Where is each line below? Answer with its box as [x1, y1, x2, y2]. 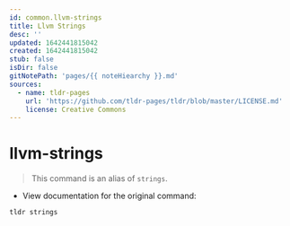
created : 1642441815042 [9, 47, 99, 56]
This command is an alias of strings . [31, 173, 168, 184]
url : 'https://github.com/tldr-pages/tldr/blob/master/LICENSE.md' [25, 96, 283, 106]
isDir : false [9, 64, 58, 73]
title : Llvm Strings [9, 22, 87, 30]
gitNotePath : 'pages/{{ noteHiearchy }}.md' [9, 72, 179, 81]
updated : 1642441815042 [9, 38, 99, 48]
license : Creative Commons [25, 105, 127, 114]
